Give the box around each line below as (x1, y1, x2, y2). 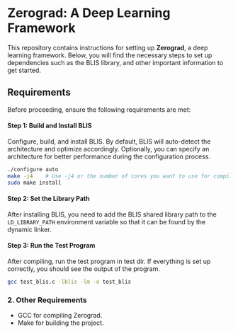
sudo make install (7, 179, 62, 186)
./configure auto (7, 166, 59, 173)
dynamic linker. (7, 225, 52, 234)
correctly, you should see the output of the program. (7, 264, 161, 273)
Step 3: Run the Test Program (7, 241, 96, 250)
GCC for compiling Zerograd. (17, 311, 103, 320)
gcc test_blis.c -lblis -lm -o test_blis (7, 278, 132, 285)
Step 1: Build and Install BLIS (7, 122, 92, 130)
